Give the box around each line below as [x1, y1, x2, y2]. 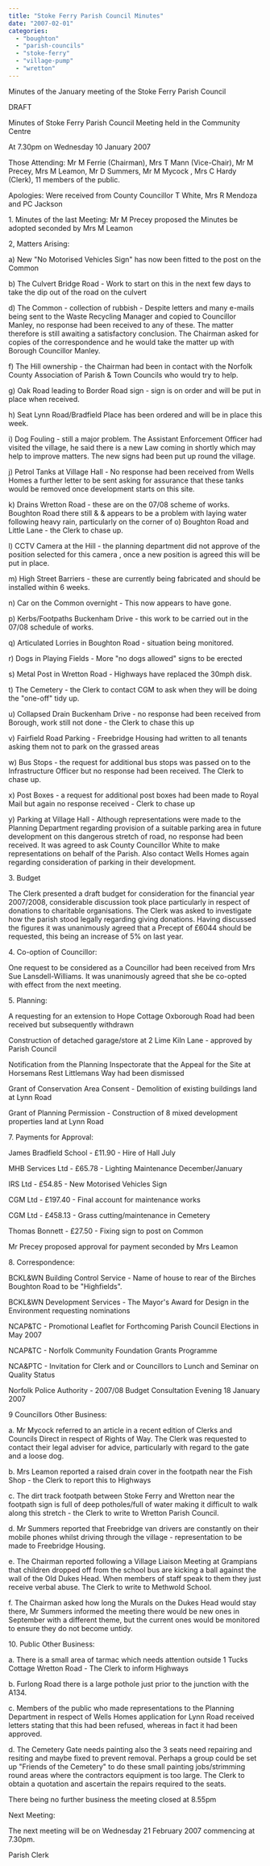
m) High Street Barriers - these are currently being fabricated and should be [8, 574, 261, 584]
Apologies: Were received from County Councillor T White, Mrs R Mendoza [8, 190, 258, 200]
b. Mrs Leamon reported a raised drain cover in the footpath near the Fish [8, 1466, 253, 1476]
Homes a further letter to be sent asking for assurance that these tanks [8, 475, 244, 485]
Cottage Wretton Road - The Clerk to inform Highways [8, 1663, 189, 1673]
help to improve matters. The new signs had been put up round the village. [8, 451, 256, 461]
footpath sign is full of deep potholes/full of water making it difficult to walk [8, 1499, 258, 1509]
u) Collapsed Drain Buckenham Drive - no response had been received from [8, 709, 261, 718]
